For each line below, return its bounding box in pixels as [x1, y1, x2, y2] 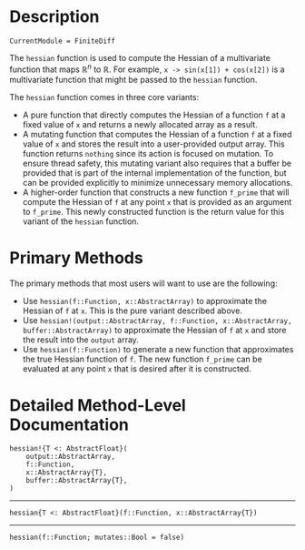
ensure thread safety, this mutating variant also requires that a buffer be [22, 158, 292, 168]
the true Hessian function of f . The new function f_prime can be [22, 353, 263, 364]
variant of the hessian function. [22, 216, 139, 227]
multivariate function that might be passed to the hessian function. [9, 74, 258, 85]
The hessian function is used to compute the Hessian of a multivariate [9, 52, 271, 63]
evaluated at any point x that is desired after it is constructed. [22, 362, 251, 374]
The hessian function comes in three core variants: [9, 91, 200, 102]
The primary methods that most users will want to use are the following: [9, 278, 279, 289]
